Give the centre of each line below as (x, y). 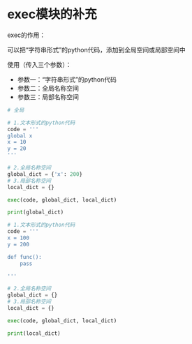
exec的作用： (27, 35)
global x (20, 136)
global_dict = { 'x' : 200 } (45, 174)
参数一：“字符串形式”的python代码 (67, 79)
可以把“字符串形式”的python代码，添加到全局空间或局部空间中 (97, 50)
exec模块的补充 (52, 14)
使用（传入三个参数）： (39, 64)
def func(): (24, 257)
